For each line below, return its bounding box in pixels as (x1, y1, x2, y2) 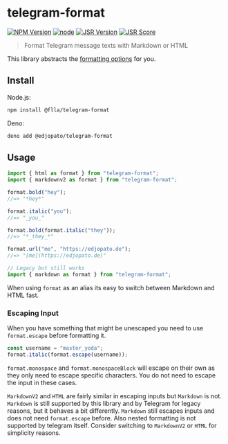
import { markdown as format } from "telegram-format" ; (7, 271, 171, 278)
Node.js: (7, 93, 31, 101)
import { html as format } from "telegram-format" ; (7, 170, 159, 177)
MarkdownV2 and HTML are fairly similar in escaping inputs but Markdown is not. (7, 391, 222, 400)
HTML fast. (7, 291, 39, 299)
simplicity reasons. (7, 428, 61, 437)
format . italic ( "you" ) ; (7, 208, 73, 215)
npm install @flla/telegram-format (7, 106, 110, 114)
